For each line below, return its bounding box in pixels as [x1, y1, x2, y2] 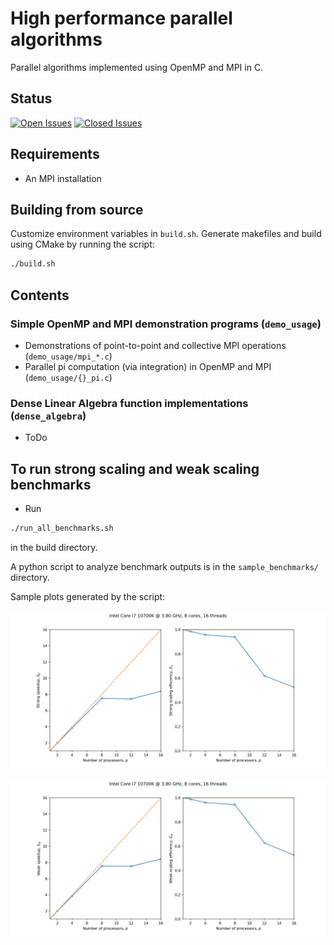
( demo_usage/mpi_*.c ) [24, 350, 113, 362]
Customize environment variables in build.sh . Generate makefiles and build [10, 228, 322, 240]
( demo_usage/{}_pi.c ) [24, 371, 113, 383]
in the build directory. [10, 541, 98, 553]
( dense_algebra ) [10, 408, 87, 422]
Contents [10, 287, 70, 304]
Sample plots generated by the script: [10, 590, 166, 602]
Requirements [10, 146, 100, 163]
